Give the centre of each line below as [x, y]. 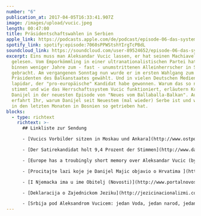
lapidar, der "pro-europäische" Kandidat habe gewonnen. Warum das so [101, 84]
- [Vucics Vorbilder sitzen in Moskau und [76, 139]
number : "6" [21, 12]
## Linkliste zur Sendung [54, 128]
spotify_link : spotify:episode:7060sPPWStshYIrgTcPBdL [76, 45]
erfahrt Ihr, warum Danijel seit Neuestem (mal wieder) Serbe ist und [101, 100]
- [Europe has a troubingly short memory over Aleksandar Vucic [104, 161]
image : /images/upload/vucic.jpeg [49, 23]
